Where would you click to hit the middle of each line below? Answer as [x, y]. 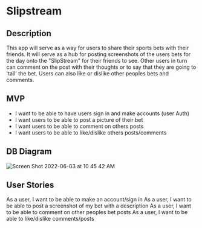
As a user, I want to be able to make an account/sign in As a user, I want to [99, 200]
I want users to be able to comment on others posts [79, 126]
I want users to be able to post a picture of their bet [79, 119]
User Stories [30, 185]
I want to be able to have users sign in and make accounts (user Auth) [102, 113]
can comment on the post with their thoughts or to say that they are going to [101, 67]
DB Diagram [29, 152]
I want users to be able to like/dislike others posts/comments [91, 132]
